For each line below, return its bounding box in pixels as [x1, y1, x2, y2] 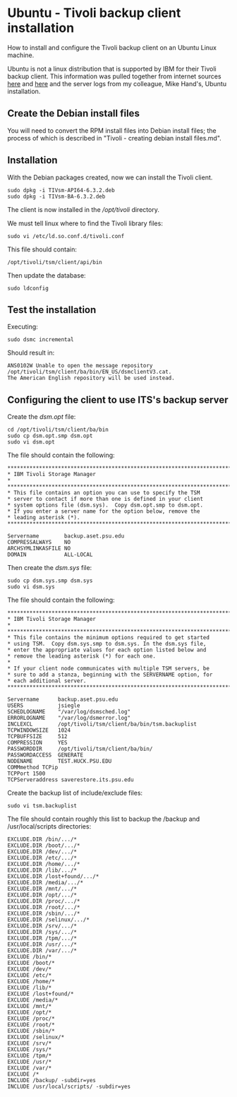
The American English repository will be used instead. [7, 374, 175, 382]
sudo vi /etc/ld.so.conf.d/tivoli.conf [7, 232, 125, 239]
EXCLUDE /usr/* [7, 1058, 52, 1066]
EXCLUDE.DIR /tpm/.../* [7, 935, 78, 942]
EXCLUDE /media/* [7, 997, 59, 1004]
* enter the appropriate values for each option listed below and [7, 646, 207, 654]
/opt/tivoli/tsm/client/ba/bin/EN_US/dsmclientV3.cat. [7, 369, 172, 376]
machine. [7, 51, 35, 59]
